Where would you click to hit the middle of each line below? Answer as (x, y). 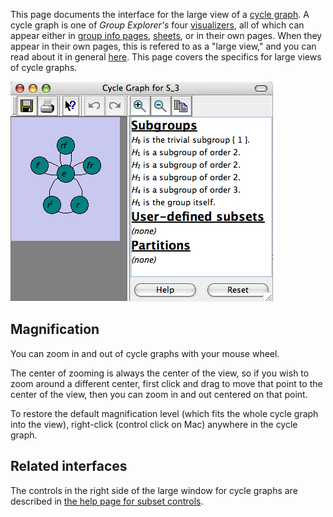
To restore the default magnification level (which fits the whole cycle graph (164, 413)
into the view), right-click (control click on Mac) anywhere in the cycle (154, 424)
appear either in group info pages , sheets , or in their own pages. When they (166, 35)
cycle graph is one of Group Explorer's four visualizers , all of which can (157, 25)
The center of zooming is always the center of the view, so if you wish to (160, 373)
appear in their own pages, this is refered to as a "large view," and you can (163, 46)
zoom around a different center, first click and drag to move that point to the (166, 383)
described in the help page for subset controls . (107, 501)
